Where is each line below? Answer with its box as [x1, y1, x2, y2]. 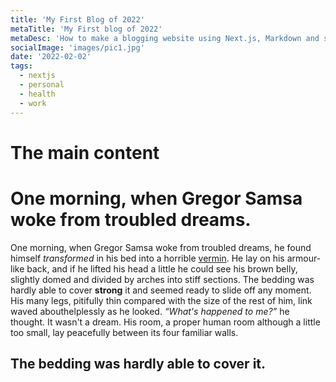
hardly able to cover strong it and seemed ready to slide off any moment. [10, 284, 312, 296]
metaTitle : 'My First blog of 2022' [10, 24, 163, 34]
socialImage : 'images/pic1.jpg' [10, 42, 145, 53]
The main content [10, 141, 160, 164]
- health [19, 89, 56, 99]
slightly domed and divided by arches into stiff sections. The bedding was [10, 273, 315, 285]
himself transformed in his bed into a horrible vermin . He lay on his [10, 252, 285, 264]
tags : [10, 61, 33, 71]
